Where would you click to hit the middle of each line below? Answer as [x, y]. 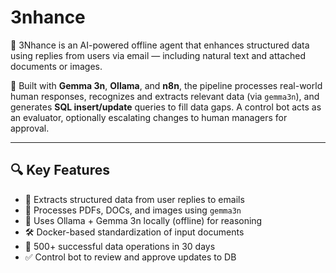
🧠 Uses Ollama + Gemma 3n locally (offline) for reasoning [143, 220]
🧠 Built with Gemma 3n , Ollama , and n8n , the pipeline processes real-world [166, 85]
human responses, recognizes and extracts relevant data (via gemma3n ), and [165, 96]
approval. [30, 128]
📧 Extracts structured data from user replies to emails [134, 199]
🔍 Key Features [60, 170]
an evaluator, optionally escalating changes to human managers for [149, 117]
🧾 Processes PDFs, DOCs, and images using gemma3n [133, 210]
